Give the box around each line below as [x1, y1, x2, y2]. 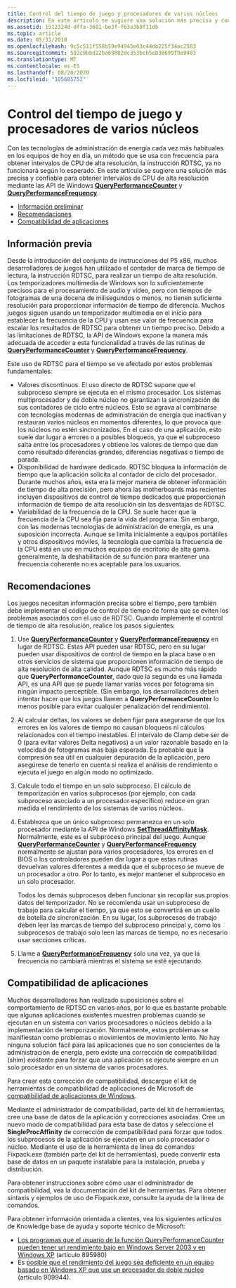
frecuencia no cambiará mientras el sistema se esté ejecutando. [17, 956, 203, 965]
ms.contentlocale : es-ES [7, 63, 80, 70]
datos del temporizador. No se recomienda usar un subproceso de [17, 898, 210, 906]
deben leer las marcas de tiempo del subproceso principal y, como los [17, 921, 221, 929]
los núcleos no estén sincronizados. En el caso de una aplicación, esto [17, 426, 223, 434]
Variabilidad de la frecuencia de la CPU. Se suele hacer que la [17, 507, 197, 516]
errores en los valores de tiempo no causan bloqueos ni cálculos [17, 723, 205, 731]
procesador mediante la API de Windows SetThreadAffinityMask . [17, 825, 209, 833]
